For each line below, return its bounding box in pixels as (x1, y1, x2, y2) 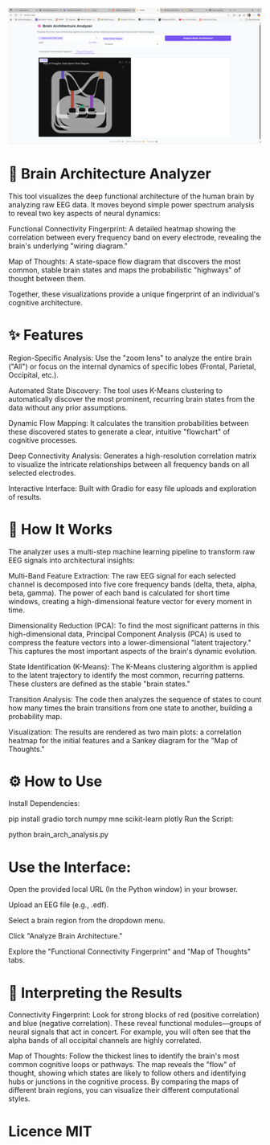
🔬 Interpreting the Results (8, 983, 182, 1002)
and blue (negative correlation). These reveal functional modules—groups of (8, 1019, 262, 1028)
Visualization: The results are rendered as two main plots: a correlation (8, 727, 243, 737)
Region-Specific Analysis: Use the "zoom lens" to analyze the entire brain (8, 353, 252, 362)
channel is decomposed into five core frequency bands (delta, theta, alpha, (8, 579, 257, 589)
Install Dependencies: (8, 799, 80, 808)
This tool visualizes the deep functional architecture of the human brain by (8, 191, 255, 201)
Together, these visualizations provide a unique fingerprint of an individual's (8, 289, 260, 299)
